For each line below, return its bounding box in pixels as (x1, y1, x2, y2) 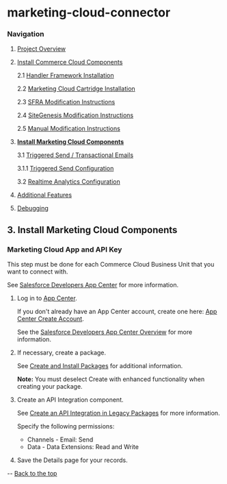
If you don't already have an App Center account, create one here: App (16, 307, 217, 316)
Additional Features (16, 191, 72, 199)
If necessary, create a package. (16, 348, 107, 357)
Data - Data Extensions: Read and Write (27, 443, 139, 451)
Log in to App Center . (16, 294, 77, 302)
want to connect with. (7, 267, 68, 276)
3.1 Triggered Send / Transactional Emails (16, 151, 134, 159)
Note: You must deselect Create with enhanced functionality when (16, 375, 205, 383)
